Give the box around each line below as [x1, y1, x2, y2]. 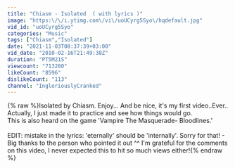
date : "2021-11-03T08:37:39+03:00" [7, 43, 112, 50]
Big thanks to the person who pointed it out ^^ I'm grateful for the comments [7, 138, 228, 148]
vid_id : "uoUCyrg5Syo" [7, 23, 74, 30]
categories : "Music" [7, 30, 68, 37]
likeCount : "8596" [7, 69, 61, 76]
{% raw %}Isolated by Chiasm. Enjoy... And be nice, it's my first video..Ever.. [7, 101, 229, 110]
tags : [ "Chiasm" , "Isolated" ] [7, 37, 93, 44]
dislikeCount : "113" [7, 75, 68, 83]
